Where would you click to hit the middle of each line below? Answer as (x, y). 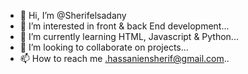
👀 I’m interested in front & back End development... (124, 26)
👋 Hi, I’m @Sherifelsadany (73, 15)
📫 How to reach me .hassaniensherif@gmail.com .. (124, 58)
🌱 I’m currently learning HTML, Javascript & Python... (129, 36)
